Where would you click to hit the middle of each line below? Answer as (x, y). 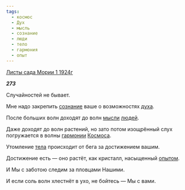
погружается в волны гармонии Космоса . (59, 135)
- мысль (21, 28)
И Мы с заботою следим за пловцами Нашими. (65, 169)
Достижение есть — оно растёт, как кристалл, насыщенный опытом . (93, 158)
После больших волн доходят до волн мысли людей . (73, 118)
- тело (19, 45)
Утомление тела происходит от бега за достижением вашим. (83, 146)
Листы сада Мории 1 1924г (40, 72)
